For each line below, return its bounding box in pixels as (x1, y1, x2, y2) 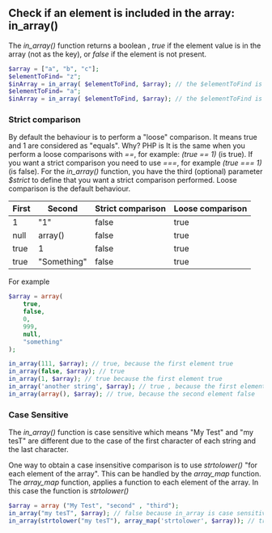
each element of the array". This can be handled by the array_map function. (8, 469, 261, 479)
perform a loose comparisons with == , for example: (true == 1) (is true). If (8, 150, 253, 159)
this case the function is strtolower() (8, 486, 130, 496)
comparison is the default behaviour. (8, 184, 131, 193)
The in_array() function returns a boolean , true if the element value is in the (8, 40, 261, 50)
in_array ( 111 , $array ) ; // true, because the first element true (8, 360, 233, 368)
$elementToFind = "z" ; (8, 72, 82, 80)
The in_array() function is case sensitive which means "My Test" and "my (8, 428, 253, 438)
